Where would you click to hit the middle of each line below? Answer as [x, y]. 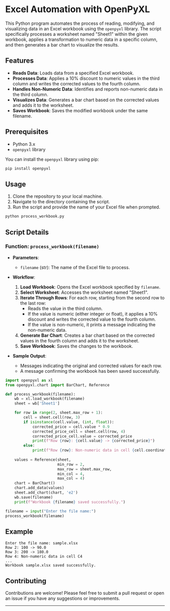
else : [29, 446]
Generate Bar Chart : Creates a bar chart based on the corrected [88, 335]
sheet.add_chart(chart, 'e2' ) [46, 493]
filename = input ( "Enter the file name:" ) [51, 511]
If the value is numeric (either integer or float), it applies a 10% [93, 314]
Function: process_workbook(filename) [52, 246]
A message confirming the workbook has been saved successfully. [90, 371]
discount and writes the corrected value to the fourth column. [92, 319]
